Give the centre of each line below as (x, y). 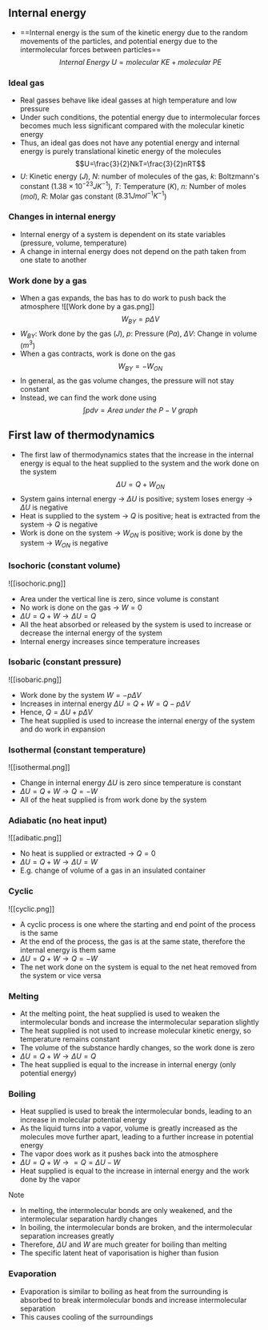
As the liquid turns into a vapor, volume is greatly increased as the (128, 1128)
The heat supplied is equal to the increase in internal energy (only (128, 1065)
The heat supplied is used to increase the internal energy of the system (137, 720)
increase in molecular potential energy (83, 1120)
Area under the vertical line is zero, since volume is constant (119, 598)
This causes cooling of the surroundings (86, 1316)
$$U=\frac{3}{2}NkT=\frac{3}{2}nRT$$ (140, 164)
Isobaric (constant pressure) (65, 662)
